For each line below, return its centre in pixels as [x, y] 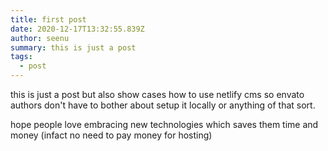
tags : [21, 57]
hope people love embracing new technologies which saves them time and [164, 124]
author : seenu [40, 38]
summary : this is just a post [73, 47]
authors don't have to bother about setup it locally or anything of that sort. [163, 105]
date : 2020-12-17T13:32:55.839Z [77, 29]
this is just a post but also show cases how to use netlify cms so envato [157, 94]
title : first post [48, 19]
